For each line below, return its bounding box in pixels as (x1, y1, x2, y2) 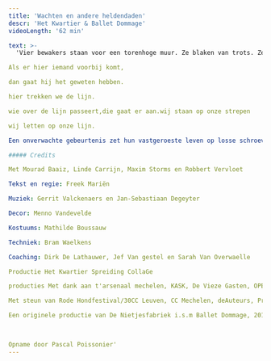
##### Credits (8, 151, 56, 159)
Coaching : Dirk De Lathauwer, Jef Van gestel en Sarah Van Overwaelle (8, 253, 251, 261)
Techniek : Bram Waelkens (8, 238, 92, 246)
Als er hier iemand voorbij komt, (8, 64, 125, 72)
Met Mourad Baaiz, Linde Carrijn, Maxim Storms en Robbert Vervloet (8, 166, 244, 174)
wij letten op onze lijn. (8, 122, 95, 130)
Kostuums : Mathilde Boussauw (8, 224, 106, 232)
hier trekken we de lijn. (8, 93, 95, 101)
